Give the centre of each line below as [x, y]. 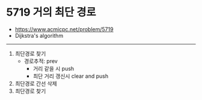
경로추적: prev [41, 61]
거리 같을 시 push [54, 68]
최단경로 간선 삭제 [36, 83]
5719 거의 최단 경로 [51, 12]
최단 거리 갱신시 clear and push [71, 76]
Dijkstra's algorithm [39, 35]
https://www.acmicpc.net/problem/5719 [64, 29]
